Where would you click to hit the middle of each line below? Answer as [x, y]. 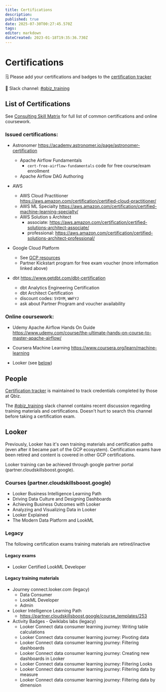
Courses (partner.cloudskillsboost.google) [58, 483]
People [16, 379]
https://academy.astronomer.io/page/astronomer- [89, 145]
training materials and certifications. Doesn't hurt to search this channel [79, 411]
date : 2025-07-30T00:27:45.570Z [39, 24]
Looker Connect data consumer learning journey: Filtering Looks [86, 663]
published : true [22, 19]
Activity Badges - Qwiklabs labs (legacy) [54, 621]
